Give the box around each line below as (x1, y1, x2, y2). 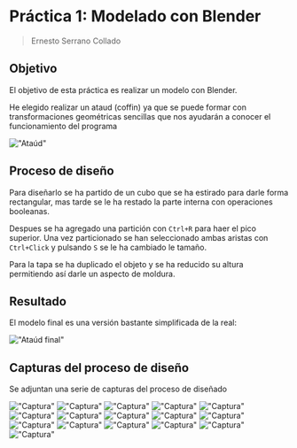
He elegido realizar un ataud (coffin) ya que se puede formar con (9, 102, 246, 112)
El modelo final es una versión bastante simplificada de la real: (9, 317, 238, 328)
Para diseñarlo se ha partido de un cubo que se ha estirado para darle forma (9, 187, 289, 197)
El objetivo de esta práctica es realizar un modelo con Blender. (9, 84, 238, 95)
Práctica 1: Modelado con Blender (9, 6, 262, 27)
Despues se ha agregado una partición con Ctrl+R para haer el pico (9, 223, 257, 234)
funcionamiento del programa (9, 120, 118, 131)
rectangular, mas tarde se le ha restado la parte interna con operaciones (9, 197, 273, 207)
